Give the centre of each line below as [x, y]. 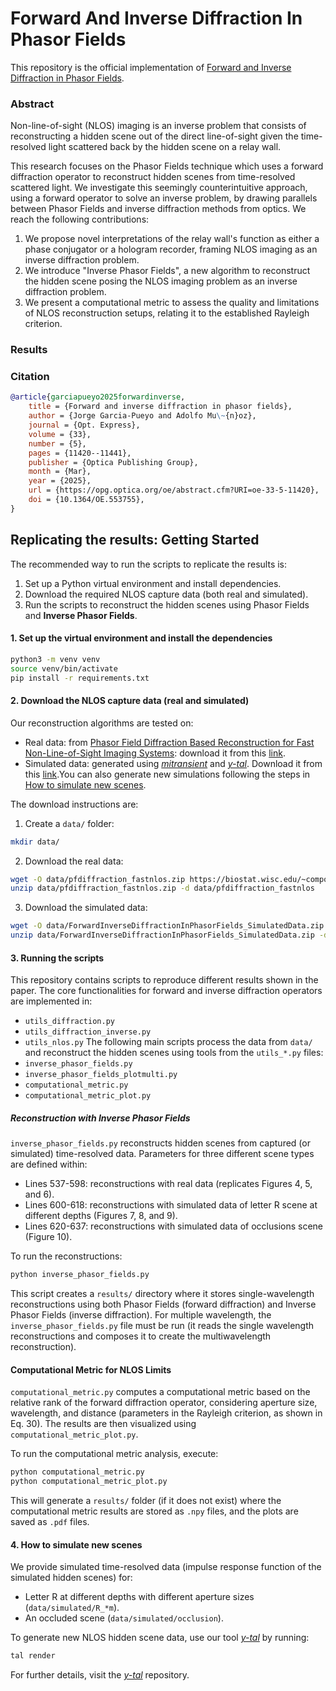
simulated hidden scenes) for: [71, 1578]
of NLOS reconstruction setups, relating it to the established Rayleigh [167, 313]
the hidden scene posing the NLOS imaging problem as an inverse [161, 281]
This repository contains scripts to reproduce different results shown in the [164, 980]
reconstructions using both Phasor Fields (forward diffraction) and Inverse [163, 1304]
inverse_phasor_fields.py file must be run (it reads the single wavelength [162, 1326]
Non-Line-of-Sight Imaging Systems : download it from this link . [155, 753]
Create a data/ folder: [69, 823]
